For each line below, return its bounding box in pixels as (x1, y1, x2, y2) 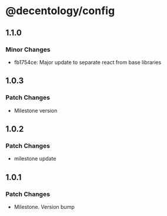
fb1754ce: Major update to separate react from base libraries (14, 58, 162, 66)
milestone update (14, 155, 56, 162)
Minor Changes (5, 45, 51, 54)
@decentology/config (5, 4, 115, 18)
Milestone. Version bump (14, 203, 75, 210)
